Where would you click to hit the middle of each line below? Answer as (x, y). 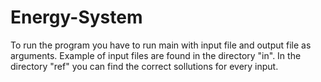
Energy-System (76, 17)
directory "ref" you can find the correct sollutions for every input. (144, 66)
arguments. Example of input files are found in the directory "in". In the (156, 55)
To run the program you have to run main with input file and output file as (161, 45)
